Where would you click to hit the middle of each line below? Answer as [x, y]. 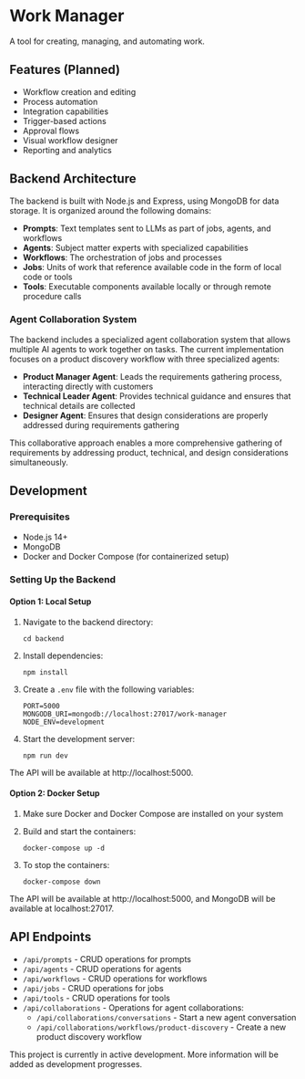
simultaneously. [39, 462]
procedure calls [52, 296]
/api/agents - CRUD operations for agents [102, 969]
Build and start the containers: [79, 831]
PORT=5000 [41, 706]
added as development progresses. [76, 1063]
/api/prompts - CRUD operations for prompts [107, 959]
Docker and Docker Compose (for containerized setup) [126, 556]
